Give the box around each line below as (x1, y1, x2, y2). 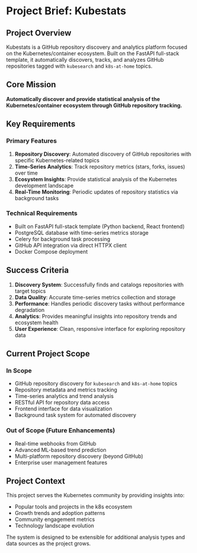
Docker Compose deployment (14, 248, 88, 255)
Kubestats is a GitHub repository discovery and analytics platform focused (6, 43, 188, 50)
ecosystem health (14, 319, 59, 326)
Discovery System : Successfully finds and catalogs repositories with (14, 281, 184, 288)
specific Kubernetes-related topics (14, 156, 99, 164)
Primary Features (6, 137, 57, 145)
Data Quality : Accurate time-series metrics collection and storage (14, 293, 176, 301)
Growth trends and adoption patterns (14, 510, 105, 517)
